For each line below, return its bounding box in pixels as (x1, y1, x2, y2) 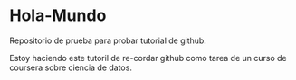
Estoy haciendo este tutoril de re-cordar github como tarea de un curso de (9, 52, 287, 63)
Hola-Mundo (9, 5, 107, 26)
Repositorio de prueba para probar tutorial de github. (9, 35, 206, 46)
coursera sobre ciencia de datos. (9, 62, 133, 73)
